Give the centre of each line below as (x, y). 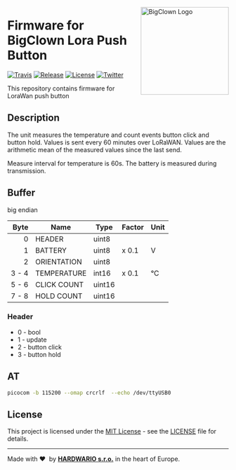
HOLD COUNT (59, 296)
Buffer (21, 193)
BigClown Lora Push (67, 40)
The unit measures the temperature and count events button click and (108, 135)
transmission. (27, 170)
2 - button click (39, 347)
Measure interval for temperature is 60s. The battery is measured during (112, 163)
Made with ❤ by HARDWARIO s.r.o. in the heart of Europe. (94, 459)
